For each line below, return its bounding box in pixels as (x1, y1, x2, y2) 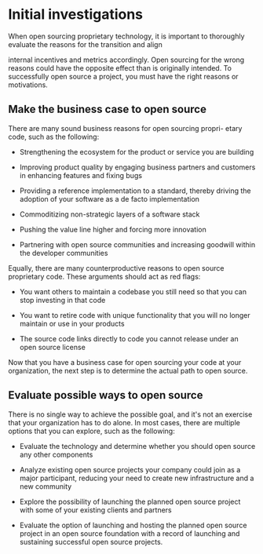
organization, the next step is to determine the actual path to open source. (8, 366, 248, 375)
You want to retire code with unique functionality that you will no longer (19, 310, 250, 319)
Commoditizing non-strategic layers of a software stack (19, 210, 200, 219)
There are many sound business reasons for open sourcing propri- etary (8, 123, 243, 133)
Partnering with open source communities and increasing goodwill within (19, 239, 256, 249)
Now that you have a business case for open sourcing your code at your (8, 357, 242, 366)
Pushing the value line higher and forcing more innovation (19, 224, 206, 234)
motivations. (8, 80, 49, 89)
